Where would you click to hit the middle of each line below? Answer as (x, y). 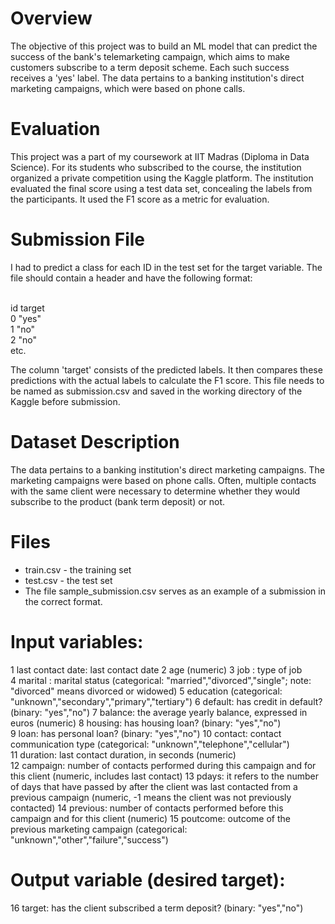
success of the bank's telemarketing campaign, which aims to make (150, 56)
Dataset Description (95, 442)
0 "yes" (26, 318)
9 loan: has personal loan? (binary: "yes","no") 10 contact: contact (146, 733)
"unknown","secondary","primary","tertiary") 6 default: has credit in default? (166, 701)
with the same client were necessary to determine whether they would (155, 491)
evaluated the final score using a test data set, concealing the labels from (161, 188)
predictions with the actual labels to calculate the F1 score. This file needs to (167, 380)
